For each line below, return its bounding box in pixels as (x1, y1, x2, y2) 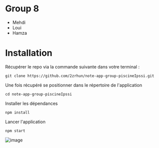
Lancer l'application (5, 119, 46, 125)
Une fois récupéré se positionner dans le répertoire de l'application (5, 82, 143, 88)
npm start (5, 128, 26, 133)
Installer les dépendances (5, 100, 58, 106)
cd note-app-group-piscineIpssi (5, 91, 72, 97)
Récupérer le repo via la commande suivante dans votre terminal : (5, 64, 140, 70)
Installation (5, 48, 53, 59)
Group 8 (5, 3, 39, 14)
